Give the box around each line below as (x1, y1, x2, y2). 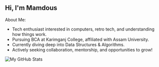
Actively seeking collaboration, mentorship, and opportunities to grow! (12, 47, 153, 52)
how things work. (12, 31, 47, 37)
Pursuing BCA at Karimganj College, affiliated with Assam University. (12, 36, 149, 42)
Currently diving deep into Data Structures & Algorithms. (12, 41, 125, 48)
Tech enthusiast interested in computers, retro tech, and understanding (12, 26, 155, 32)
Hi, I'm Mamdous (5, 4, 57, 12)
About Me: (5, 17, 26, 22)
